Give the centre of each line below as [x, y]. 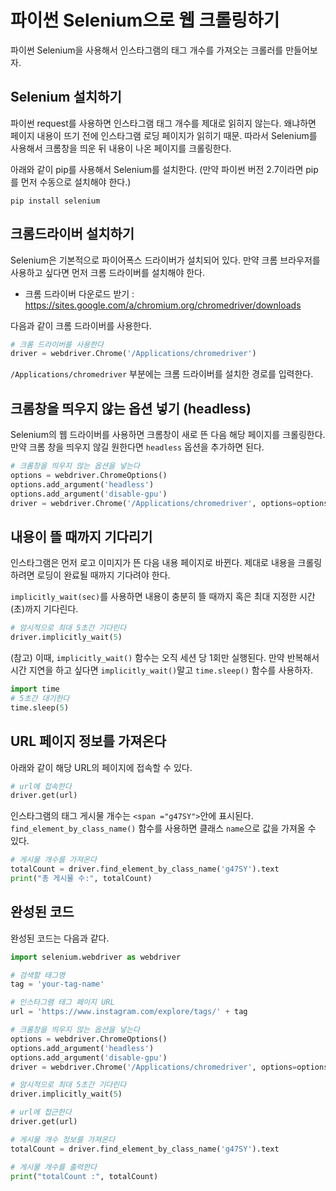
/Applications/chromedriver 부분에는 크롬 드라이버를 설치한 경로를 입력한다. [162, 374]
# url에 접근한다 [41, 1112]
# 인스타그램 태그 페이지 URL [62, 1002]
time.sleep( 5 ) [40, 707]
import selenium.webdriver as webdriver [96, 957]
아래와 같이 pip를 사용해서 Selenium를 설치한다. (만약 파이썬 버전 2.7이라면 [157, 169]
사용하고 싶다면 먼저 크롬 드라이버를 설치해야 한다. [108, 272]
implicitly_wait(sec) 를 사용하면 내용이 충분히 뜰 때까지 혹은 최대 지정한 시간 [163, 597]
